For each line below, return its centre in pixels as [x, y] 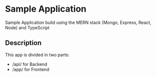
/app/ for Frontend [31, 69]
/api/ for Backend [30, 64]
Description [23, 43]
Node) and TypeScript [27, 27]
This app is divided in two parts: [37, 55]
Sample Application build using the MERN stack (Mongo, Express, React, [78, 22]
